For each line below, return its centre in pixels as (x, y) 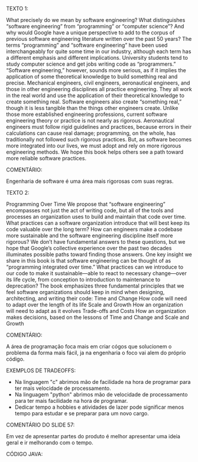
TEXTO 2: (18, 193)
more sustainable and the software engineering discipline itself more (90, 235)
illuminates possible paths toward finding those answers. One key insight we (99, 254)
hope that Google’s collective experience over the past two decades (89, 248)
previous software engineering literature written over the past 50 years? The (99, 39)
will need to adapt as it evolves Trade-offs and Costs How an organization (96, 311)
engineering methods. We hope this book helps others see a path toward (95, 152)
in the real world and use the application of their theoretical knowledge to (95, 95)
